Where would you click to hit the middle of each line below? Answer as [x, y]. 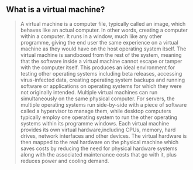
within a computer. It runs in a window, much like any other [91, 36]
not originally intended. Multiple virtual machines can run [89, 92]
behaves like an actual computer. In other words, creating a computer [104, 30]
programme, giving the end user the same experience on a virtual [99, 42]
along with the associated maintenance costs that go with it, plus [99, 154]
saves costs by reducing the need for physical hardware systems [99, 148]
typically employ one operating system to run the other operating [99, 117]
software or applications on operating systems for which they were [101, 86]
